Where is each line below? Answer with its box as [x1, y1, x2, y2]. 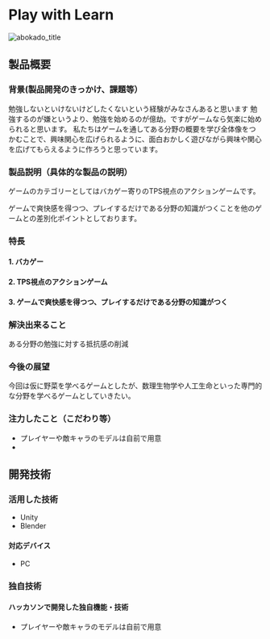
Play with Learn [8, 6, 114, 24]
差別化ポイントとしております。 [35, 213, 142, 223]
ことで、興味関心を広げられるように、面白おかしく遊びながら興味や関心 [22, 134, 262, 144]
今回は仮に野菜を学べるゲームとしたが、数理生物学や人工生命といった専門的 [8, 381, 263, 390]
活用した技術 [8, 494, 59, 505]
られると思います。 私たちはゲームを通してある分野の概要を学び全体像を [8, 123, 250, 134]
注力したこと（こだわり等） [8, 413, 116, 424]
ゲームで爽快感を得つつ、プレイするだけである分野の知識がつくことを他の [8, 203, 255, 213]
